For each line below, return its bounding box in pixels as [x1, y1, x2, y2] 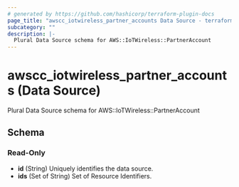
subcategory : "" [7, 23, 55, 31]
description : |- [7, 30, 55, 38]
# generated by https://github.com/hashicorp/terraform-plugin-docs [7, 10, 215, 18]
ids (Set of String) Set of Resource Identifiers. [17, 171, 152, 180]
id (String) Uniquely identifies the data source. [17, 164, 154, 173]
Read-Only [7, 148, 46, 158]
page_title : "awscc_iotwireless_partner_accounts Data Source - [7, 17, 202, 24]
